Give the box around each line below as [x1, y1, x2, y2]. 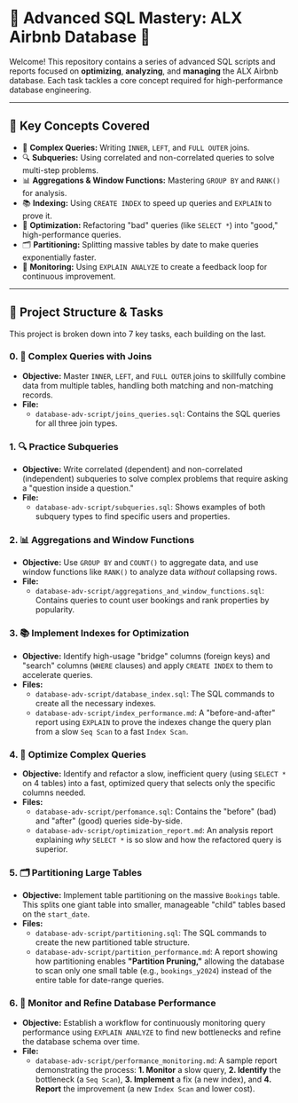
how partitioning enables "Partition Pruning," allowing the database [35, 956, 286, 966]
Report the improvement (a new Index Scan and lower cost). [35, 1083, 255, 1094]
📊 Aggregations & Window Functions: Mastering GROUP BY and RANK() [21, 175, 281, 185]
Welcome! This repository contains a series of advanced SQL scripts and [9, 56, 276, 67]
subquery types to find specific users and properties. [35, 511, 231, 522]
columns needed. [21, 787, 86, 798]
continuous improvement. [21, 271, 116, 281]
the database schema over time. [21, 1036, 140, 1046]
